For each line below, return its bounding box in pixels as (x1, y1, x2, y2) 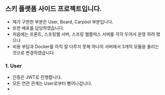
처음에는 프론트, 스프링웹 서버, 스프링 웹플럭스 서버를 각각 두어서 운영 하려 (12, 31, 155, 37)
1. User (5, 62, 22, 69)
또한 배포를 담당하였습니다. (12, 25, 64, 31)
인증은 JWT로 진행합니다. (12, 74, 62, 80)
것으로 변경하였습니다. (12, 49, 55, 55)
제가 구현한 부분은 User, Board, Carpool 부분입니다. (12, 19, 113, 25)
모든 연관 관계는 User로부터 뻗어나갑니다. (12, 81, 93, 87)
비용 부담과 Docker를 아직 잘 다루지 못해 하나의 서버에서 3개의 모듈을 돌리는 (12, 44, 160, 49)
